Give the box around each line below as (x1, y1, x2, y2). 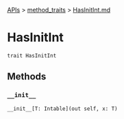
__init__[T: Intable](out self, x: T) (7, 105, 118, 112)
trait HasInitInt (7, 52, 57, 59)
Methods (7, 71, 47, 83)
